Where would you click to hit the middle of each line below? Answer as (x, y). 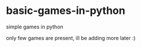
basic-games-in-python (66, 11)
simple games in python (35, 27)
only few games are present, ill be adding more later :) (71, 38)
